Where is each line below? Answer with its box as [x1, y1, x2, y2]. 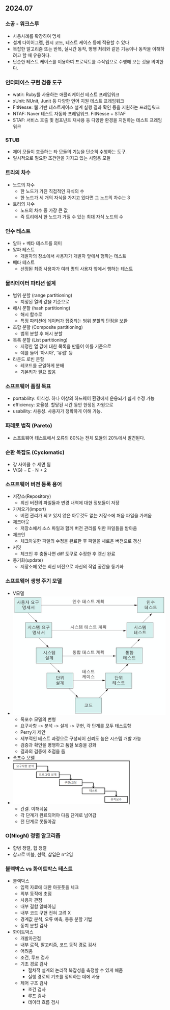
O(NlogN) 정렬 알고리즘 [5, 832, 61, 839]
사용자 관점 [20, 897, 42, 903]
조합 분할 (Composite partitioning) [12, 324, 83, 330]
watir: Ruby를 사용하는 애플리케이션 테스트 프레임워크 [12, 91, 120, 98]
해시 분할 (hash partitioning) [12, 305, 71, 311]
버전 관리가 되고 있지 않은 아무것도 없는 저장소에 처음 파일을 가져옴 [20, 513, 152, 519]
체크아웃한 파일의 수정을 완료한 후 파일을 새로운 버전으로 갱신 [20, 538, 141, 544]
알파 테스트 [12, 246, 35, 252]
